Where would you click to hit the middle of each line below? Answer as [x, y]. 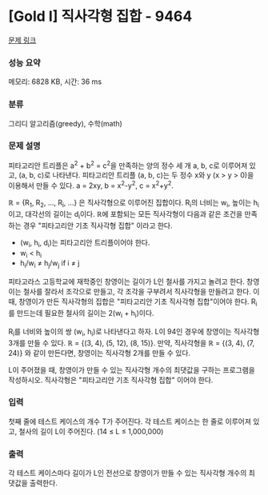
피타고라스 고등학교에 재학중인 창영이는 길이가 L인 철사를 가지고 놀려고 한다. [127, 281]
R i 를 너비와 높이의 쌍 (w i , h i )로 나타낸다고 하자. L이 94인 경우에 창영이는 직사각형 [134, 332]
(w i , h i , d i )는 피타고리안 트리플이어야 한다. [85, 243]
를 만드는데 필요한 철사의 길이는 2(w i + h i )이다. [81, 314]
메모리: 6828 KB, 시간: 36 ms [55, 82]
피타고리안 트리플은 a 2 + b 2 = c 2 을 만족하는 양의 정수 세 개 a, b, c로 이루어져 [128, 165]
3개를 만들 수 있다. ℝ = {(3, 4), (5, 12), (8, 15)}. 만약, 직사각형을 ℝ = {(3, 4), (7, [132, 343]
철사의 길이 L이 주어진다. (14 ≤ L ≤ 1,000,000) [91, 431]
